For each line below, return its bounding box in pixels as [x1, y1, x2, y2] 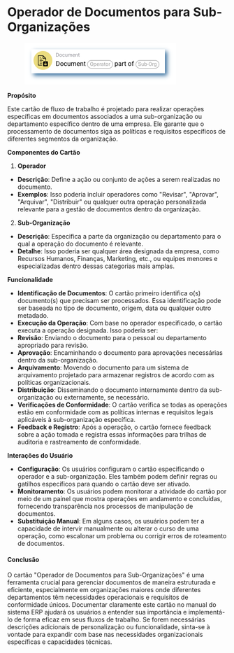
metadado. [17, 311, 49, 319]
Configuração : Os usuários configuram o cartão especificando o [17, 465, 205, 473]
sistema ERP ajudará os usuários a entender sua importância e [7, 608, 187, 617]
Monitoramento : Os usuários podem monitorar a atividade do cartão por [17, 487, 227, 496]
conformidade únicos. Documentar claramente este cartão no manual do [7, 601, 217, 609]
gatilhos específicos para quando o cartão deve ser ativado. [17, 479, 191, 488]
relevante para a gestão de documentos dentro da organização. [17, 204, 201, 213]
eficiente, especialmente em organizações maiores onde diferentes [7, 586, 201, 594]
